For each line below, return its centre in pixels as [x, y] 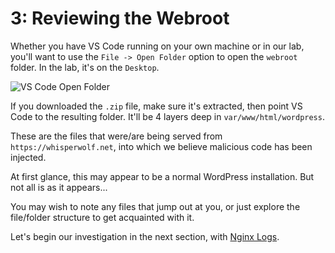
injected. [28, 157]
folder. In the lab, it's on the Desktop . [85, 67]
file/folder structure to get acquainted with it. [102, 217]
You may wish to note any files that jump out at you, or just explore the [155, 206]
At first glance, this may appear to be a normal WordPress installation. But [162, 176]
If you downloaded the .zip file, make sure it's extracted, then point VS [156, 106]
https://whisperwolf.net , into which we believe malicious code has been [161, 146]
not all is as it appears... [59, 187]
